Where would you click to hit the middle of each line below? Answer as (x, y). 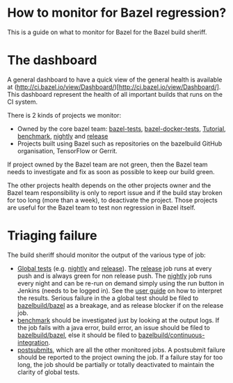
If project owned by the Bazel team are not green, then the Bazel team (107, 164)
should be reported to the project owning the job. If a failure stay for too (120, 357)
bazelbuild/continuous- (171, 335)
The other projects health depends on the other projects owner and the (109, 185)
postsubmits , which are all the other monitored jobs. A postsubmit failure (121, 350)
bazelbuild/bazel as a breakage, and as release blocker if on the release (120, 305)
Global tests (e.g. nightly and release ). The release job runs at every (114, 268)
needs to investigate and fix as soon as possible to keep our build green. (111, 171)
